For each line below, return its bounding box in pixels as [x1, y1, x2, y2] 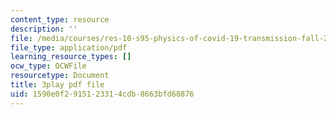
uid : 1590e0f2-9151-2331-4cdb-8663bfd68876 [10, 89, 195, 99]
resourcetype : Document [10, 71, 110, 81]
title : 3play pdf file [10, 80, 105, 90]
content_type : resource [10, 14, 110, 25]
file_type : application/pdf [10, 42, 128, 53]
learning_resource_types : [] [10, 52, 132, 62]
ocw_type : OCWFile [10, 61, 87, 71]
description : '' [10, 24, 78, 34]
